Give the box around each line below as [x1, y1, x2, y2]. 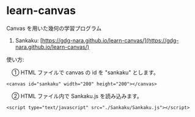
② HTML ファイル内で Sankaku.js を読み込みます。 [11, 92, 142, 99]
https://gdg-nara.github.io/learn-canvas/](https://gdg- [42, 37, 179, 44]
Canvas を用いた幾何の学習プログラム [6, 24, 102, 32]
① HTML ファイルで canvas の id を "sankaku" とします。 [11, 68, 159, 76]
